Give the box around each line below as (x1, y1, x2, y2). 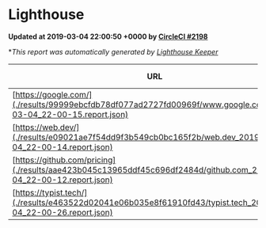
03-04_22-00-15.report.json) (12, 108, 129, 120)
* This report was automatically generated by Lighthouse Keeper (8, 47, 218, 56)
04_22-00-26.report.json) (12, 207, 113, 218)
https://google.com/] (15, 89, 93, 100)
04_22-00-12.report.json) (12, 174, 113, 185)
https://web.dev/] (15, 121, 80, 132)
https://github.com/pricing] (15, 154, 116, 165)
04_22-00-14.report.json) (12, 141, 113, 152)
